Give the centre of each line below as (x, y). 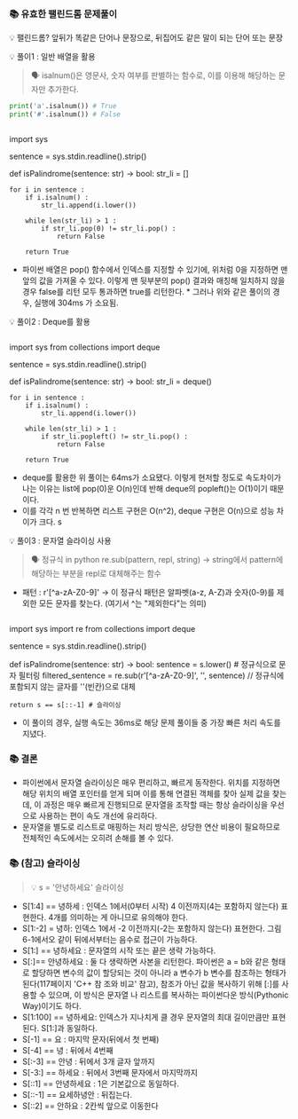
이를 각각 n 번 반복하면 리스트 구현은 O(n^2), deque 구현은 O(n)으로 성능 (148, 511)
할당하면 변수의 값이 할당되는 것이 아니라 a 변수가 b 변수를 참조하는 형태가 (159, 973)
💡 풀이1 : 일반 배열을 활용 (52, 57)
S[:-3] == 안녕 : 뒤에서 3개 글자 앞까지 (88, 1061)
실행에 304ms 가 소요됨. (76, 303)
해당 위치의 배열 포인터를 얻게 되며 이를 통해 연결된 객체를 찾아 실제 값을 (146, 794)
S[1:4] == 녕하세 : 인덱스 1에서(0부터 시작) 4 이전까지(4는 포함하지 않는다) (150, 906)
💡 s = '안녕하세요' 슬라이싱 (77, 887)
